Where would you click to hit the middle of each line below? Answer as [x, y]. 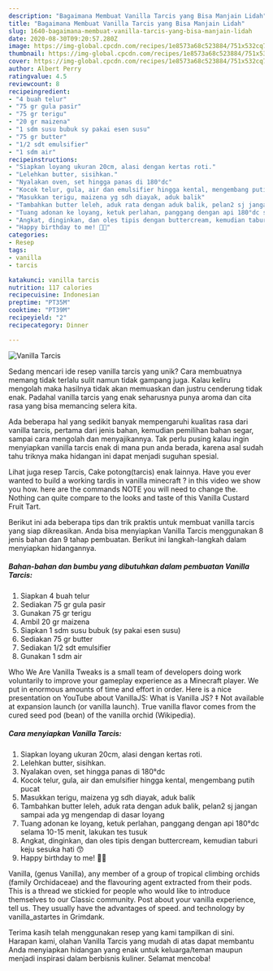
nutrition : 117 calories [50, 288]
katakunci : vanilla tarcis [54, 280]
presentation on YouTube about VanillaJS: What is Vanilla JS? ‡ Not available [136, 698]
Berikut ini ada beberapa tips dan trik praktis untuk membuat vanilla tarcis [132, 522]
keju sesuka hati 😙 [52, 849]
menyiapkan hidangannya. [52, 548]
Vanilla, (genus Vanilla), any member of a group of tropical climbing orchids [134, 873]
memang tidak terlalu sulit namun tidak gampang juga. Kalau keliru [119, 379]
